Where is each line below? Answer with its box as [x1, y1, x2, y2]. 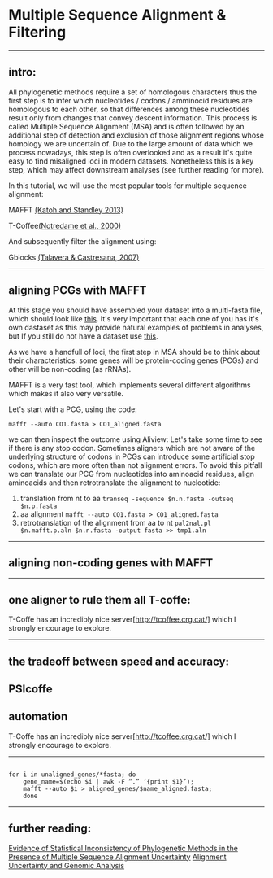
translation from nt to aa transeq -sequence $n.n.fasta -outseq [19, 493, 234, 503]
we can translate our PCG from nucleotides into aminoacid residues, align [8, 469, 254, 478]
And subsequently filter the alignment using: [8, 236, 157, 246]
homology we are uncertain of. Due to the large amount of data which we [8, 138, 253, 148]
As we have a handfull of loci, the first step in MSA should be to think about [8, 347, 261, 356]
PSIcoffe [8, 682, 53, 696]
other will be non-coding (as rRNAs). [8, 364, 132, 373]
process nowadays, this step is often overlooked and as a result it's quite [8, 147, 253, 157]
